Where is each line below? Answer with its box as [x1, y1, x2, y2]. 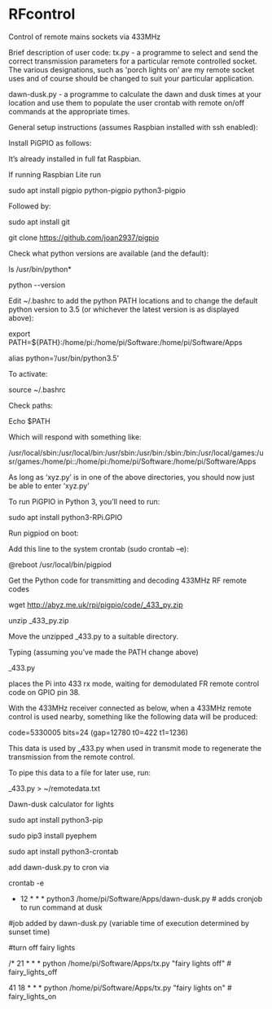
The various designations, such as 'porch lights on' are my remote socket [8, 64, 255, 74]
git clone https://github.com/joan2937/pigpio [8, 233, 160, 242]
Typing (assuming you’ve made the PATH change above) [8, 647, 200, 657]
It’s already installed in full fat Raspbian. [8, 154, 142, 164]
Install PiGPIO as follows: [8, 138, 92, 147]
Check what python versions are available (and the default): [8, 248, 209, 258]
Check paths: [8, 400, 54, 410]
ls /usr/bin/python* [8, 264, 72, 273]
